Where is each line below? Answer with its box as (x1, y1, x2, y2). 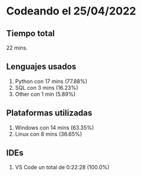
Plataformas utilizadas (6, 108, 93, 118)
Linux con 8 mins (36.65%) (14, 130, 82, 137)
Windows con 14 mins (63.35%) (14, 124, 94, 131)
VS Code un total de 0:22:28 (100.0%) (14, 164, 110, 171)
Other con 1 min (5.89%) (14, 90, 76, 98)
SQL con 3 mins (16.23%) (14, 84, 78, 91)
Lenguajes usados (6, 61, 76, 72)
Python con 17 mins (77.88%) (14, 77, 88, 85)
